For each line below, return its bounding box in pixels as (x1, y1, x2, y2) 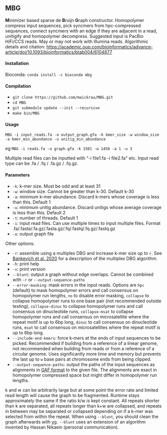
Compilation (5, 83, 31, 89)
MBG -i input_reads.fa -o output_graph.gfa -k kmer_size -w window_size (5, 132, 160, 138)
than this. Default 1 (12, 199, 51, 205)
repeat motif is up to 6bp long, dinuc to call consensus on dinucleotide (12, 319, 158, 325)
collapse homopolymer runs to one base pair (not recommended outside (12, 298, 162, 304)
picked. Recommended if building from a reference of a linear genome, (12, 340, 159, 346)
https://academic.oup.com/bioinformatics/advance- (46, 43, 153, 49)
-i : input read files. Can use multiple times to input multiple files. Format (12, 220, 161, 226)
